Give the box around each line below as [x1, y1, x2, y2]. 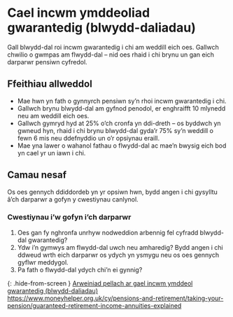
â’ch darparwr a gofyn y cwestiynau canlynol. [7, 195, 139, 204]
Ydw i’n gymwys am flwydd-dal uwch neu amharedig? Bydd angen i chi [17, 243, 223, 251]
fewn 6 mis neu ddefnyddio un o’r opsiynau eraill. [17, 134, 160, 142]
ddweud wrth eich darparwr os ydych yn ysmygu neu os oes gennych [17, 251, 219, 259]
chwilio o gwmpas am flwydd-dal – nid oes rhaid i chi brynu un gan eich [7, 50, 215, 59]
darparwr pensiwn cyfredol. [7, 57, 87, 66]
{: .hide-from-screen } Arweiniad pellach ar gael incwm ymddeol [7, 279, 193, 288]
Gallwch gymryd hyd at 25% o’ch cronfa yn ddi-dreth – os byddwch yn [17, 119, 222, 127]
